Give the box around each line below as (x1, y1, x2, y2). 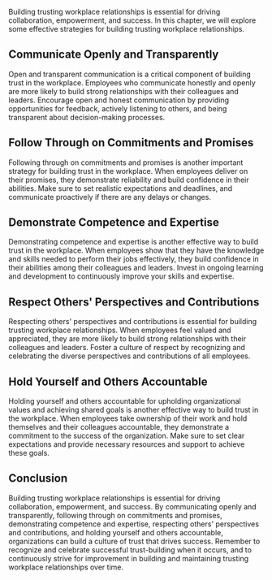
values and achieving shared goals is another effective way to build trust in (8, 405, 259, 415)
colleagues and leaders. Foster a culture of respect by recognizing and (8, 343, 246, 353)
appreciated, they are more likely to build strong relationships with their (8, 334, 247, 344)
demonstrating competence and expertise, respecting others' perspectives (8, 519, 260, 529)
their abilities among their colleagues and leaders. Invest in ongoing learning (8, 263, 264, 273)
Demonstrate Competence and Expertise (8, 215, 219, 230)
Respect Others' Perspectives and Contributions (8, 295, 260, 309)
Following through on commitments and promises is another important (8, 158, 244, 167)
